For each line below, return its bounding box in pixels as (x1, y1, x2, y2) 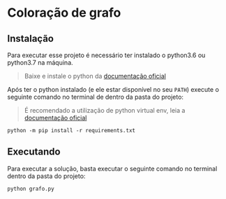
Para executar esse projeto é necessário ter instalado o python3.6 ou (7, 51, 206, 59)
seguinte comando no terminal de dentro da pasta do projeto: (7, 93, 183, 101)
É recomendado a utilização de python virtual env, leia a (24, 106, 186, 114)
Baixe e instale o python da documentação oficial (24, 72, 166, 80)
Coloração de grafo (7, 5, 121, 21)
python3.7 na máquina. (7, 58, 73, 67)
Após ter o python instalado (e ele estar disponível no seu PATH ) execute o (7, 86, 220, 93)
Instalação (7, 33, 54, 45)
